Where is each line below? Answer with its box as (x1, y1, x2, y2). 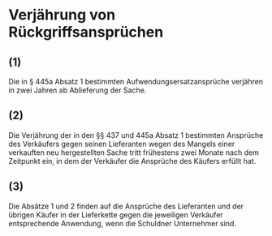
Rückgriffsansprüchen (8, 23, 164, 41)
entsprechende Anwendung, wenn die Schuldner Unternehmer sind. (8, 218, 237, 228)
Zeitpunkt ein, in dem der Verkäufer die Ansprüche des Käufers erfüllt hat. (8, 156, 257, 165)
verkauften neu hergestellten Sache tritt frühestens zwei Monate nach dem (8, 148, 260, 157)
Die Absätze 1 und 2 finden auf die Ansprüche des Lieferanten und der (8, 201, 244, 211)
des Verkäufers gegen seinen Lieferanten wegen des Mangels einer (8, 139, 235, 148)
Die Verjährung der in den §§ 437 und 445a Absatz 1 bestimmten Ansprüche (8, 130, 264, 139)
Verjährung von (8, 6, 116, 24)
